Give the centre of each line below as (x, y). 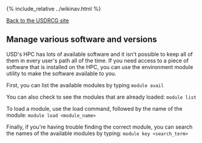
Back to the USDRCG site (38, 20)
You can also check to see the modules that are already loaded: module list (101, 97)
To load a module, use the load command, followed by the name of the (95, 108)
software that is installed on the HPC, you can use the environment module (100, 67)
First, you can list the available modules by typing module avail (85, 85)
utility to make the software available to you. (61, 73)
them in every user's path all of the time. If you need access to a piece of (98, 61)
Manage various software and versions (82, 40)
